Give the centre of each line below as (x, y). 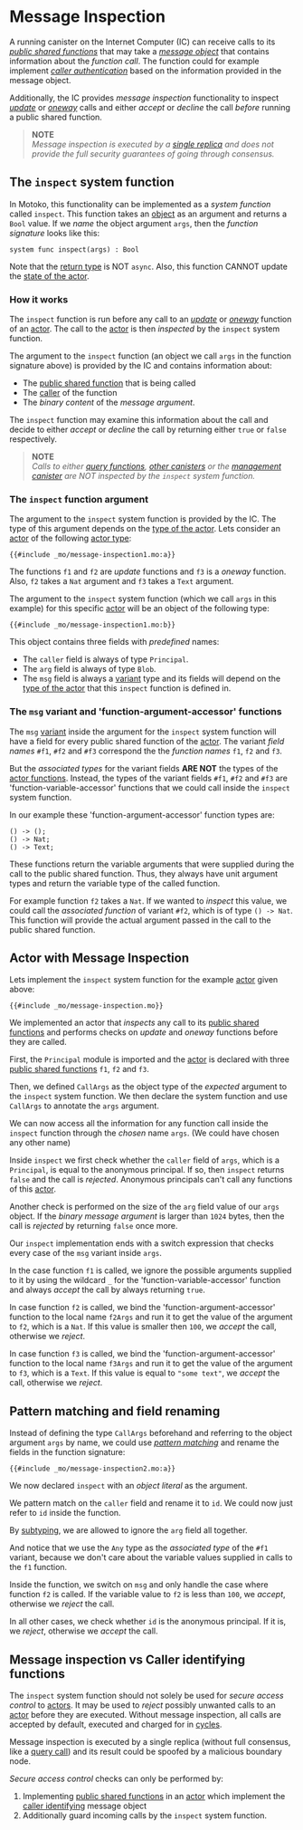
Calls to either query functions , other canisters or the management (156, 466)
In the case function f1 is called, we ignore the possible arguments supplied (151, 1270)
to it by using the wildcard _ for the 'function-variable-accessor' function (145, 1280)
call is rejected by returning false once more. (94, 1226)
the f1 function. (38, 1567)
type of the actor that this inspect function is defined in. (127, 688)
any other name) (40, 1143)
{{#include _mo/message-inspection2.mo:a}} (93, 1469)
